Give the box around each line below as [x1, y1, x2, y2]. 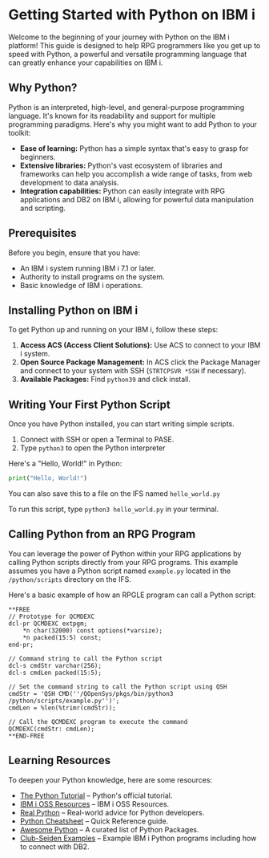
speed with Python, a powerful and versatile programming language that [8, 49, 247, 59]
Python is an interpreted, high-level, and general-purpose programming [8, 102, 245, 112]
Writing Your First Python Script [8, 397, 171, 411]
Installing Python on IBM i [8, 303, 139, 317]
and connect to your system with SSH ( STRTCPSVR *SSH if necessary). [19, 366, 247, 376]
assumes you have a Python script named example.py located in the [8, 566, 231, 575]
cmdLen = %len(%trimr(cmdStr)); [8, 704, 116, 712]
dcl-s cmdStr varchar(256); [8, 661, 102, 669]
